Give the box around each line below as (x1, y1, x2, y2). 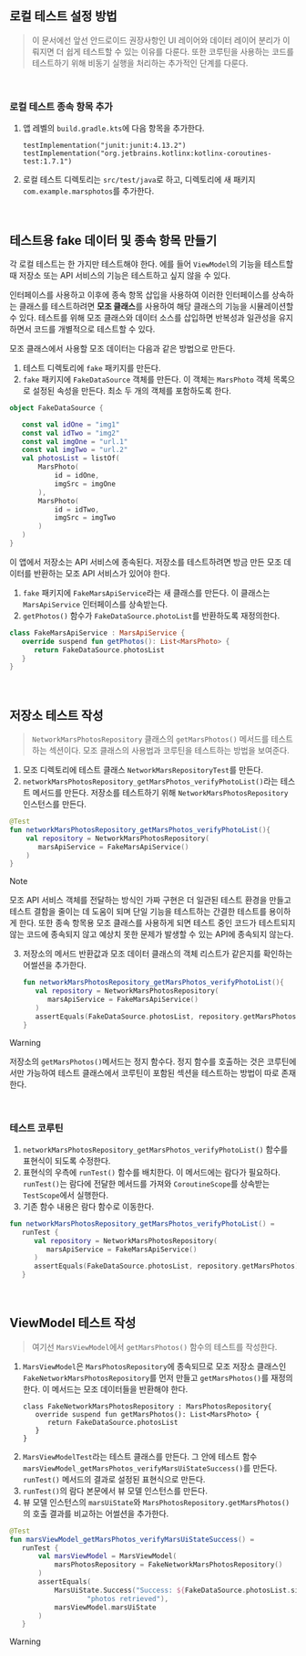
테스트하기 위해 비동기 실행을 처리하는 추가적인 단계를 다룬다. (31, 58, 249, 69)
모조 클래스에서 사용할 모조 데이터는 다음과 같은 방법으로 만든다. (9, 343, 236, 353)
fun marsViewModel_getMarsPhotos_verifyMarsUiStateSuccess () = (9, 1535, 255, 1544)
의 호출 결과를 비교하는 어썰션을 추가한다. (22, 1508, 169, 1519)
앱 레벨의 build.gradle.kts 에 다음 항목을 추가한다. (22, 122, 205, 134)
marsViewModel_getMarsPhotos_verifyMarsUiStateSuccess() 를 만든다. (22, 1462, 278, 1473)
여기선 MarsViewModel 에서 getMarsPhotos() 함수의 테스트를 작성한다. (31, 1341, 278, 1352)
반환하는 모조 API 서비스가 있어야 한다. (33, 567, 170, 578)
